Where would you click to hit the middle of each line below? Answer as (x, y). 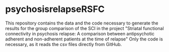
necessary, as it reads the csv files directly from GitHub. (64, 44)
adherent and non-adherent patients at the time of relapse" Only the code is (84, 39)
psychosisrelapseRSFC (55, 9)
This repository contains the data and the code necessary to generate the (82, 23)
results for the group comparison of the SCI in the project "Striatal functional (84, 28)
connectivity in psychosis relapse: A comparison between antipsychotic (80, 33)
